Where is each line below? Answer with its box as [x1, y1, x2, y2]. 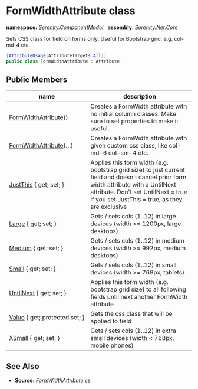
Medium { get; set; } [9, 244, 64, 252]
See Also [6, 361, 39, 371]
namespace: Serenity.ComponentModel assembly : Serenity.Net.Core [6, 24, 178, 31]
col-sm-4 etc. [108, 149, 148, 157]
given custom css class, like [90, 141, 168, 149]
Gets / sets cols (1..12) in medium [90, 236, 184, 244]
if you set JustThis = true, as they [90, 195, 183, 203]
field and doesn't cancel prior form [90, 173, 187, 181]
